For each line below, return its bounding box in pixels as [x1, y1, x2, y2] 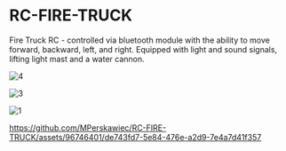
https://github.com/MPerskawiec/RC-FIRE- [9, 122, 167, 133]
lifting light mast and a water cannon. [9, 53, 145, 64]
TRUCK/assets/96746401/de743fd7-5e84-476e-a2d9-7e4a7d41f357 [9, 131, 262, 142]
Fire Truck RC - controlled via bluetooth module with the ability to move [9, 35, 271, 45]
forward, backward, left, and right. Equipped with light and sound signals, [9, 44, 278, 54]
